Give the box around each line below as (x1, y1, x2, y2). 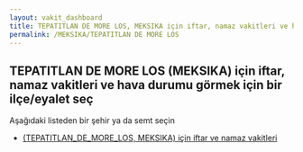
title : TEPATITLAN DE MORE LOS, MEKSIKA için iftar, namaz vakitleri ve (9, 22, 289, 31)
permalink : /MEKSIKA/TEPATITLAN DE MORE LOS (9, 30, 179, 39)
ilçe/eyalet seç (9, 91, 94, 106)
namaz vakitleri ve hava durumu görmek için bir (9, 77, 282, 93)
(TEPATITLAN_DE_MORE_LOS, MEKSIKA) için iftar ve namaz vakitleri (22, 132, 278, 144)
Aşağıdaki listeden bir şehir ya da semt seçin (9, 115, 176, 126)
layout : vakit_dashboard (9, 13, 103, 22)
